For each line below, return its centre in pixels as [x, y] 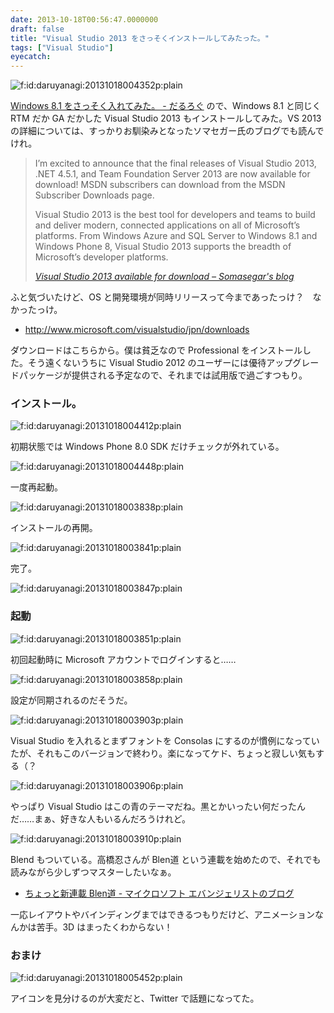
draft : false [37, 29]
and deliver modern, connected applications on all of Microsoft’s [167, 225]
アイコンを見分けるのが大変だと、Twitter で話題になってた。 [135, 998]
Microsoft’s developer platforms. [101, 257]
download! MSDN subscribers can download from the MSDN [160, 185]
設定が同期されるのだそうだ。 [71, 700]
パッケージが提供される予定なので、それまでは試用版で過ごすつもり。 [163, 375]
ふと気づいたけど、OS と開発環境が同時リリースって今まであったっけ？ [157, 297]
